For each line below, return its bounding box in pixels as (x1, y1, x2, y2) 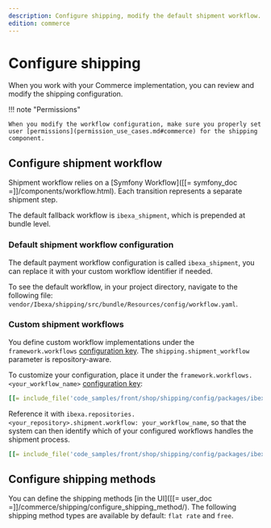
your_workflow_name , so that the (141, 417, 247, 427)
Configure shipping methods (8, 472, 156, 486)
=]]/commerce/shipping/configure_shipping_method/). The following (8, 502, 236, 512)
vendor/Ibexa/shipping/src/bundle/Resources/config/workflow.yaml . (8, 299, 239, 309)
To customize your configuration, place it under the (8, 370, 179, 380)
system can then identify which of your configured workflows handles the (8, 426, 254, 435)
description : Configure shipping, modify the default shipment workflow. (8, 11, 262, 20)
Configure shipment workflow (8, 156, 163, 170)
